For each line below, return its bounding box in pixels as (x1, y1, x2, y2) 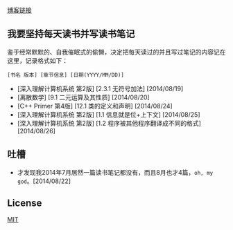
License (7, 198, 42, 209)
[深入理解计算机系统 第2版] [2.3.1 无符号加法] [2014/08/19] (17, 84, 184, 93)
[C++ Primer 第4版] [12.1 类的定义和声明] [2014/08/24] (17, 102, 173, 110)
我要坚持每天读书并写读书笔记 (7, 28, 135, 40)
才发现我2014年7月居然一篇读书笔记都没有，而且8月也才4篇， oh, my (17, 168, 214, 176)
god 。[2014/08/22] (17, 177, 71, 185)
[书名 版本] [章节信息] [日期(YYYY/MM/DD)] (7, 71, 125, 78)
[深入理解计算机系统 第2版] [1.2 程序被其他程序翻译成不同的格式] (17, 119, 201, 127)
